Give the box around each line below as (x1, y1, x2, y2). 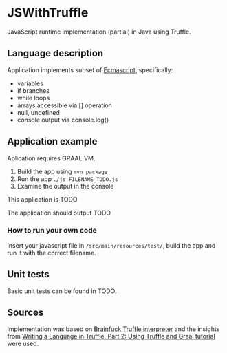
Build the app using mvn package (17, 167, 108, 175)
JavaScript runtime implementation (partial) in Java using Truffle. (7, 28, 191, 36)
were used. (7, 339, 39, 348)
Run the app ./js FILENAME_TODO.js (17, 174, 118, 183)
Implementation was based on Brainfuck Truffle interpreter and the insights (7, 325, 220, 333)
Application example (7, 136, 98, 147)
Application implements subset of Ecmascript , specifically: (7, 65, 173, 74)
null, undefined (17, 108, 60, 116)
